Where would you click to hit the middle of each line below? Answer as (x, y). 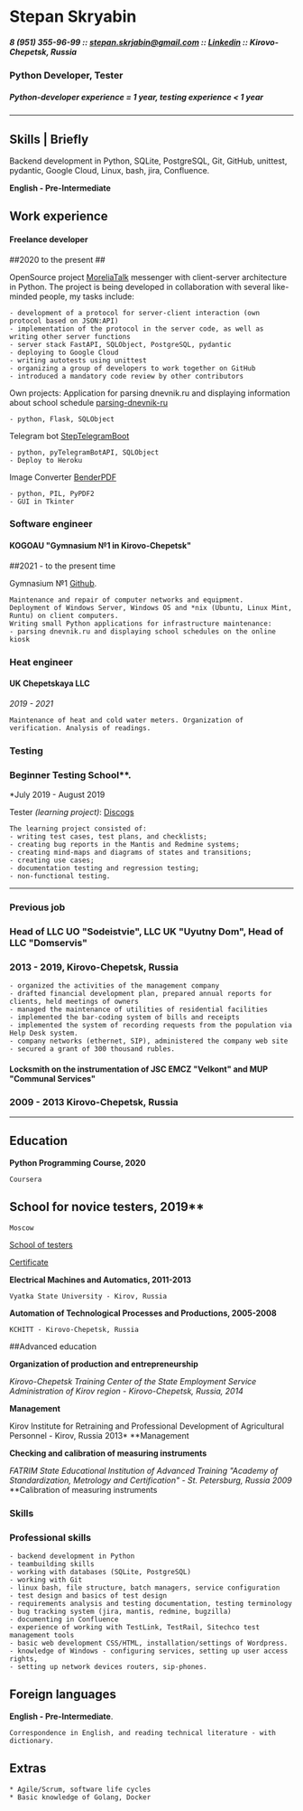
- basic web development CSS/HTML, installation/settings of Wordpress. (149, 1643)
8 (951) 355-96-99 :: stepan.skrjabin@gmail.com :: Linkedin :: (129, 42)
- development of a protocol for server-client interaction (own (134, 313)
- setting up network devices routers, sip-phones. (108, 1666)
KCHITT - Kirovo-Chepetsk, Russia (74, 1329)
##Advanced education (53, 1346)
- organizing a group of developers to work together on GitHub (133, 368)
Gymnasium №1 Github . (53, 583)
